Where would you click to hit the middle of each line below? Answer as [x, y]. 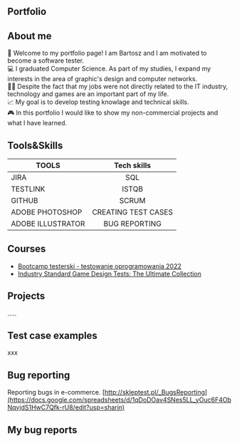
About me [30, 36]
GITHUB [25, 201]
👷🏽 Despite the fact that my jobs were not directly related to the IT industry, [118, 87]
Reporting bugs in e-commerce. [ [56, 392]
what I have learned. [37, 123]
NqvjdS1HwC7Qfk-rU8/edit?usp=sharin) [66, 407]
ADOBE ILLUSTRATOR [48, 224]
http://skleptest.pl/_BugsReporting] [156, 392]
